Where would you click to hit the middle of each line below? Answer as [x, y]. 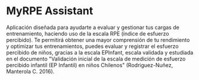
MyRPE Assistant [50, 11]
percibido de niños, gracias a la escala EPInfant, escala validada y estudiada [100, 52]
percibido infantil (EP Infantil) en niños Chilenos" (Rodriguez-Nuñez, [90, 65]
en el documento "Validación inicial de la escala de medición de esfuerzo [96, 59]
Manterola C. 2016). [30, 71]
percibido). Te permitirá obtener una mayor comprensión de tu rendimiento [98, 40]
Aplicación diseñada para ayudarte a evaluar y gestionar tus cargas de [93, 27]
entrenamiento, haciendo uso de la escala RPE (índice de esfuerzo [88, 33]
